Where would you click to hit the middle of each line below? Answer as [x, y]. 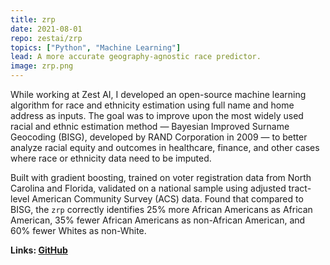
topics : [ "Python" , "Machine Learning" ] [96, 47]
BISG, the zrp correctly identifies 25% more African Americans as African [161, 209]
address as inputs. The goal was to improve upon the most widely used [157, 115]
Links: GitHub [39, 250]
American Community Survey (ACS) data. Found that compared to [167, 199]
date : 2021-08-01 [46, 29]
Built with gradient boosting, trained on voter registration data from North [161, 177]
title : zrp [33, 19]
